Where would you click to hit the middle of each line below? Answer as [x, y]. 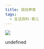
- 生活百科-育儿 [24, 19]
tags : [11, 14]
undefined [16, 42]
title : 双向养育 [20, 10]
